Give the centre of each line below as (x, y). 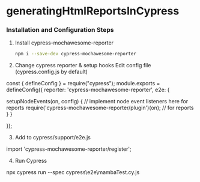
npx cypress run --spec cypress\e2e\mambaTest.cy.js (73, 172)
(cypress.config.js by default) (51, 72)
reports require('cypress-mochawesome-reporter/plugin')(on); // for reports (100, 108)
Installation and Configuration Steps (60, 30)
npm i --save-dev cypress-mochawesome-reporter (75, 54)
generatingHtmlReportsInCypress (93, 11)
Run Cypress (31, 161)
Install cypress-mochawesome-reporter (64, 43)
